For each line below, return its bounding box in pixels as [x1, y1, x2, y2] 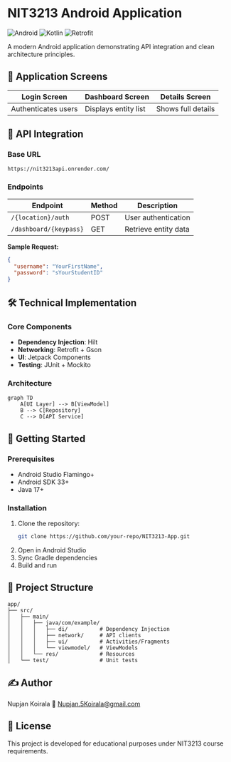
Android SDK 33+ [17, 478, 70, 486]
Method [90, 200, 118, 210]
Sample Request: [7, 242, 59, 251]
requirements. [7, 746, 48, 755]
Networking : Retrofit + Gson [17, 345, 102, 354]
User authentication [124, 212, 190, 222]
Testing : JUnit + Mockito [17, 360, 91, 369]
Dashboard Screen [85, 91, 149, 101]
